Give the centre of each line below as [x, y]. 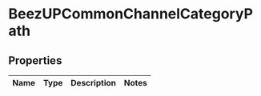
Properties [35, 60]
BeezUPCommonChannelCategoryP [131, 14]
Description [93, 83]
